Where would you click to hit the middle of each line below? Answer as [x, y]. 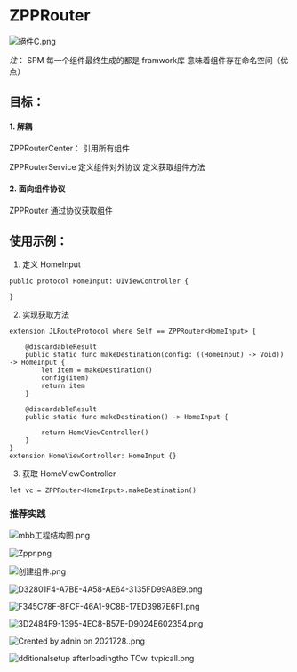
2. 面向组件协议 [37, 189]
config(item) [65, 378]
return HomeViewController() [95, 433]
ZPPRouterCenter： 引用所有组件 [70, 148]
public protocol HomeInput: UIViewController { [99, 281]
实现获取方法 [45, 314]
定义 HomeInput [52, 264]
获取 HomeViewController [69, 474]
